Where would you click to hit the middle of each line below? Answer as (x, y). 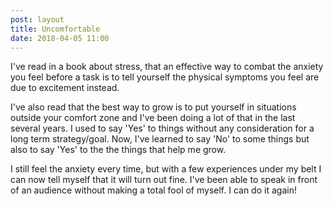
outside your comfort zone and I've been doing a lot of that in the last (153, 118)
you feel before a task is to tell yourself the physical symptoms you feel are (165, 77)
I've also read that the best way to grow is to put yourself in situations (153, 107)
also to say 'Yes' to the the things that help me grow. (118, 150)
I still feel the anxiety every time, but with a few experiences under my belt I (166, 169)
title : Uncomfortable (55, 29)
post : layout (37, 19)
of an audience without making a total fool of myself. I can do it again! (153, 190)
